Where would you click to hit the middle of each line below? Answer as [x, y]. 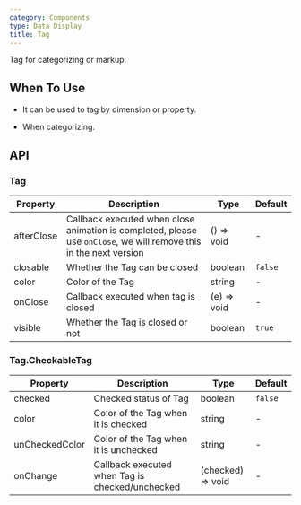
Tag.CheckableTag [51, 360]
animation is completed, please [131, 230]
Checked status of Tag [142, 398]
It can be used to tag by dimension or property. [109, 109]
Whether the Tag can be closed [132, 267]
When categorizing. [59, 127]
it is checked [120, 424]
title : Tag [30, 34]
